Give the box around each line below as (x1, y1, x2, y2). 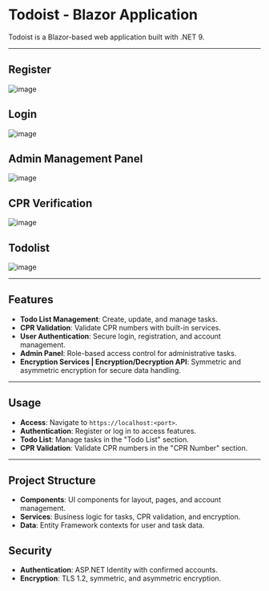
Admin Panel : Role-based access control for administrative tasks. (19, 348, 237, 358)
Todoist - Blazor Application (8, 6, 199, 24)
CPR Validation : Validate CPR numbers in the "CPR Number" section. (19, 443, 248, 452)
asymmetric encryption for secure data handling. (19, 365, 182, 374)
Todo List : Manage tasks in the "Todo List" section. (19, 435, 190, 444)
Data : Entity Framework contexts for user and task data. (19, 520, 205, 530)
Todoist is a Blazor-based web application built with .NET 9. (8, 32, 205, 42)
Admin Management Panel (8, 152, 143, 165)
